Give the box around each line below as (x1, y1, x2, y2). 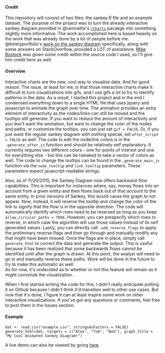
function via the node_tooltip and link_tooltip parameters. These (5, 163, 141, 169)
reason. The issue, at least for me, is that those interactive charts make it (5, 84, 153, 90)
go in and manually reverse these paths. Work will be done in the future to (5, 256, 155, 262)
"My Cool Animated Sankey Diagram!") (5, 333, 83, 338)
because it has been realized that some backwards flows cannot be (5, 246, 142, 251)
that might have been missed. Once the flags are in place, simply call (5, 235, 145, 241)
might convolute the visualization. (5, 272, 73, 278)
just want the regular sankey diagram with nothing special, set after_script (5, 131, 159, 138)
